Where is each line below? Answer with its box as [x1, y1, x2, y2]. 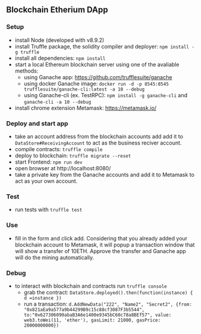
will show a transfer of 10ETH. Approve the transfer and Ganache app [14, 247, 187, 254]
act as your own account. [14, 177, 78, 185]
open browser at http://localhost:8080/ [14, 164, 111, 171]
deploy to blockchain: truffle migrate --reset [14, 152, 132, 159]
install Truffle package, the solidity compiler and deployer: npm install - [14, 43, 195, 50]
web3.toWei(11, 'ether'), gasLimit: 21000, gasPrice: [23, 317, 161, 323]
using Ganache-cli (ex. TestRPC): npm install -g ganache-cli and [23, 91, 188, 98]
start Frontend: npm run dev [14, 158, 83, 166]
